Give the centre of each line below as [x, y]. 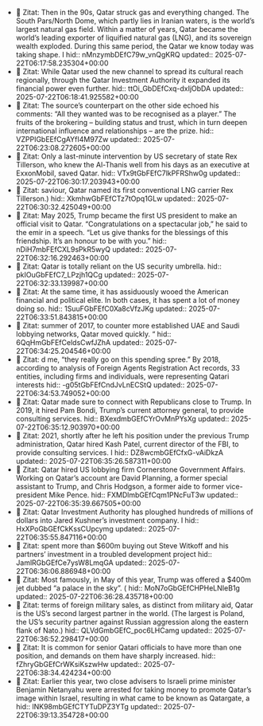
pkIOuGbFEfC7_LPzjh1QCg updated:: [75, 275]
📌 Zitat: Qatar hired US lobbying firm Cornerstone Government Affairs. [131, 469]
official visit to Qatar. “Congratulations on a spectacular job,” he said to [131, 224]
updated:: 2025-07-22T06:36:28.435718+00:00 [94, 596]
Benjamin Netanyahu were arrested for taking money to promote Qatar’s [133, 690]
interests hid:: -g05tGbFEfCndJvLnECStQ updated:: [100, 385]
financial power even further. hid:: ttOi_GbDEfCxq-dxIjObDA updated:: [130, 88]
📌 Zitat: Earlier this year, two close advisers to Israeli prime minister [126, 681]
